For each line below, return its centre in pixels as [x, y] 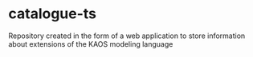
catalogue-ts [53, 14]
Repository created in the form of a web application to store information [127, 36]
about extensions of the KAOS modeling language [91, 44]
